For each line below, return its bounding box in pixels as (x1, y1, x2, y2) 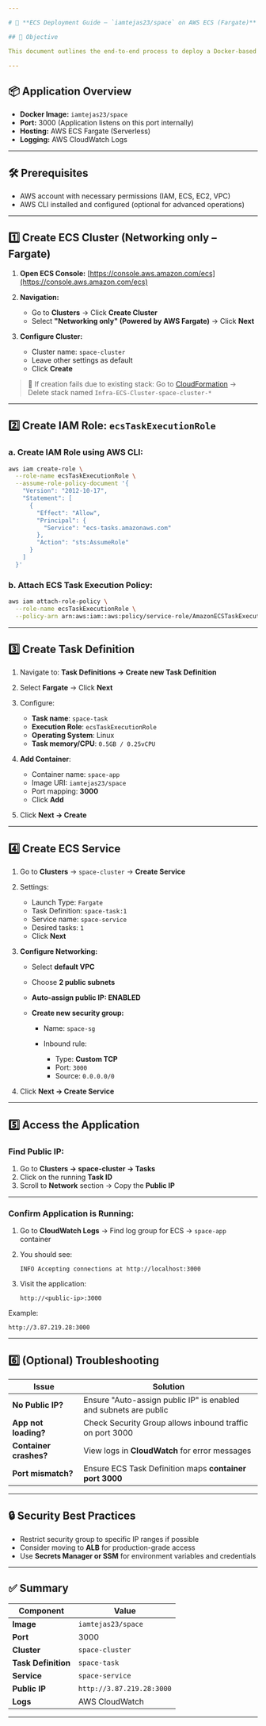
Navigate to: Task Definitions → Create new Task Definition (19, 667, 217, 677)
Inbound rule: (43, 1039, 87, 1048)
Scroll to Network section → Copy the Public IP (19, 1180, 176, 1190)
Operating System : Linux (31, 731, 115, 740)
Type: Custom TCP (55, 1055, 118, 1064)
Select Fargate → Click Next (19, 683, 113, 693)
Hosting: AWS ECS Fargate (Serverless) (19, 126, 151, 136)
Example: (8, 1309, 39, 1318)
